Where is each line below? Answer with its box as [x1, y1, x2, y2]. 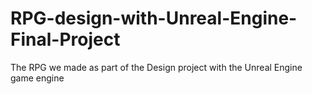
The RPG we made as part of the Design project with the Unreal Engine [10, 61, 303, 73]
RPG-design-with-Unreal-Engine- [10, 7, 298, 30]
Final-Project [10, 28, 121, 51]
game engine [10, 72, 65, 84]
